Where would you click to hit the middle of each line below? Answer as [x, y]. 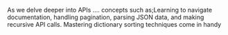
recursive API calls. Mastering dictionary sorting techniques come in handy [114, 24]
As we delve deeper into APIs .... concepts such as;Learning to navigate [110, 10]
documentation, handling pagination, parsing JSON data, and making [106, 17]
